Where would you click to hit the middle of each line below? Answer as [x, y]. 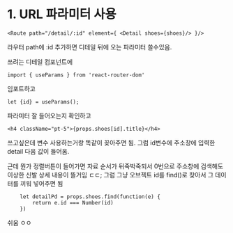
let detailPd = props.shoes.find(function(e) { [90, 196]
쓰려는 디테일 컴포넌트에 [40, 62]
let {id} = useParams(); [43, 102]
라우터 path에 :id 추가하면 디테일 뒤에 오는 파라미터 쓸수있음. [90, 47]
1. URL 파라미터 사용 [62, 14]
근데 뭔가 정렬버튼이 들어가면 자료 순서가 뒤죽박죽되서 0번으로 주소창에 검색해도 [115, 166]
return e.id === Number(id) [73, 202]
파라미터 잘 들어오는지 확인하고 [50, 115]
